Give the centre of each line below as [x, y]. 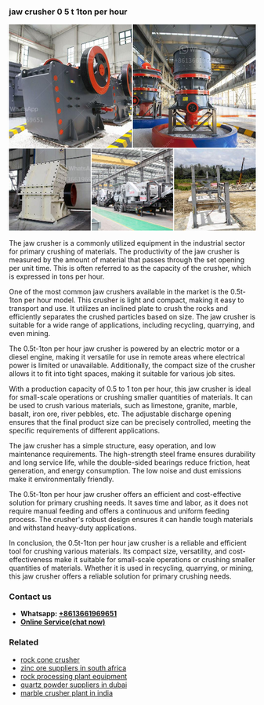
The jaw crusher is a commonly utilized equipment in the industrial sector [127, 243]
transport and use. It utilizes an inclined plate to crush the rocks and [119, 308]
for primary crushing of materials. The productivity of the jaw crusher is [124, 251]
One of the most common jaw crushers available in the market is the [119, 291]
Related [24, 642]
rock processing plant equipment [74, 676]
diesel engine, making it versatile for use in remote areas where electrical [127, 356]
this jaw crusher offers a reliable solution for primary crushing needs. [120, 576]
